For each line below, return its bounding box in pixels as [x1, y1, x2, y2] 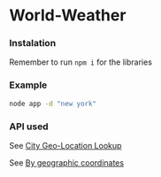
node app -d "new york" [9, 99, 97, 108]
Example [9, 79, 48, 91]
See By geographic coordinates [9, 157, 125, 168]
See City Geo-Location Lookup [9, 140, 122, 150]
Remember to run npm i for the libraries [9, 57, 153, 67]
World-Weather [9, 5, 126, 26]
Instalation [9, 37, 57, 50]
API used [9, 120, 49, 133]
